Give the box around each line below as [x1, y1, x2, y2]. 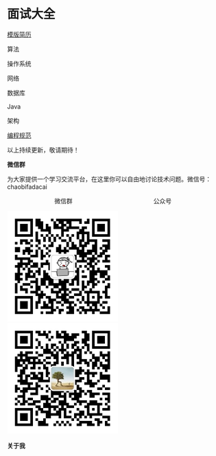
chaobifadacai [7, 183, 48, 191]
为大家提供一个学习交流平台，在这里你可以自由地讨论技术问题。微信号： [7, 174, 211, 183]
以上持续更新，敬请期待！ [7, 146, 80, 154]
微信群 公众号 [54, 196, 172, 205]
